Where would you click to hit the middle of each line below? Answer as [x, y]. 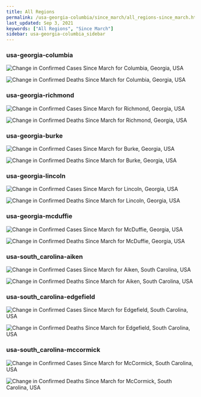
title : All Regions [31, 12]
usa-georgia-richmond [40, 95]
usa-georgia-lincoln [36, 176]
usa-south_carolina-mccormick [53, 350]
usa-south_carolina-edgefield [51, 297]
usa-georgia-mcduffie [39, 216]
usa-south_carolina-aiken [45, 256]
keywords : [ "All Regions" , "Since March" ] [60, 29]
